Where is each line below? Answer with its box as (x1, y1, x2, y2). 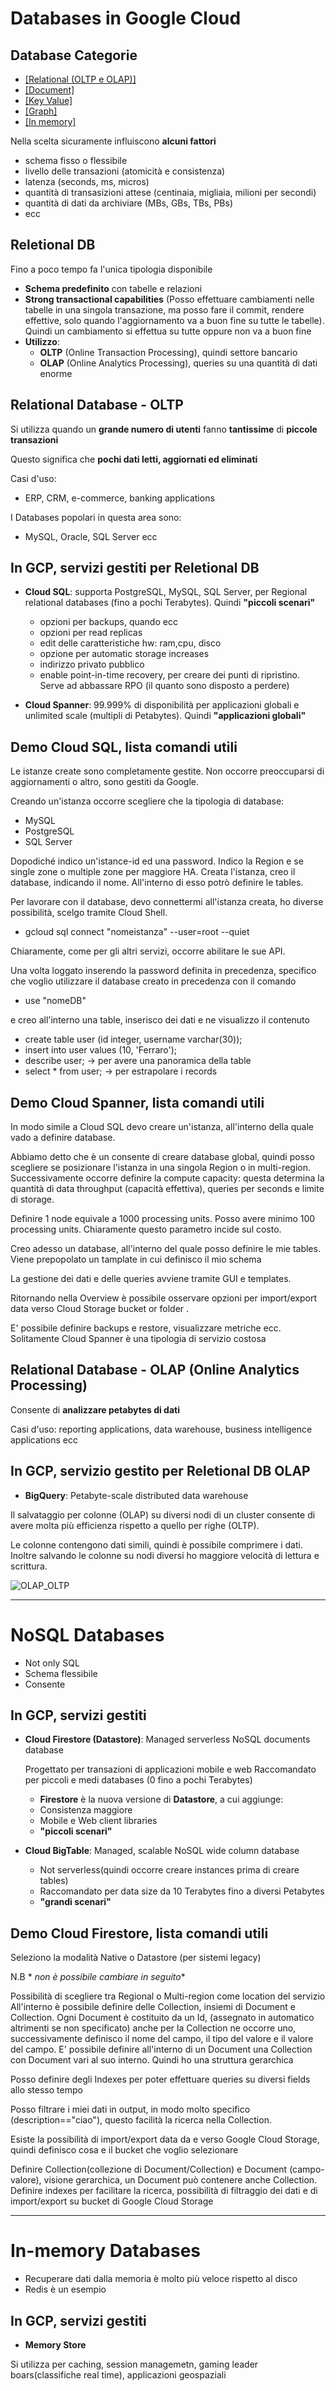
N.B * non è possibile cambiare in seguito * (10, 1971, 186, 1983)
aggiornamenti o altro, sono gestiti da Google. (10, 776, 199, 788)
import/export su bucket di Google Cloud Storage (10, 2195, 214, 2207)
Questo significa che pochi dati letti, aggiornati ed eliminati (10, 453, 258, 465)
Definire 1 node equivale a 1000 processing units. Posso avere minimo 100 (10, 1213, 316, 1225)
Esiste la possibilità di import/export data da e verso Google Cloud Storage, (10, 2133, 320, 2146)
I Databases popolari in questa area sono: (10, 511, 182, 523)
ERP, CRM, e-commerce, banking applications (24, 492, 215, 504)
